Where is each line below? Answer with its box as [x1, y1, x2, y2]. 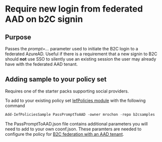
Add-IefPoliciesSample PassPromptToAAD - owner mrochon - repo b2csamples [5, 112, 155, 117]
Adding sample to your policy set [5, 75, 107, 83]
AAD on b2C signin [5, 14, 83, 25]
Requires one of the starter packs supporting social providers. [5, 88, 129, 94]
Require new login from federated [5, 3, 143, 15]
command [5, 103, 25, 109]
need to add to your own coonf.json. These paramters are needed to [5, 126, 142, 132]
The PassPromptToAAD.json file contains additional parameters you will [5, 121, 148, 126]
